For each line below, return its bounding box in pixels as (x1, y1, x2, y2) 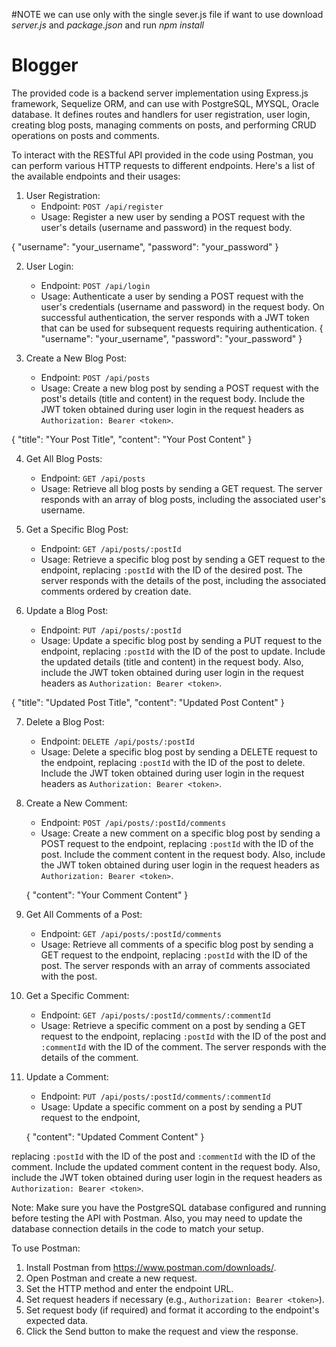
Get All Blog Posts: (25, 452, 103, 464)
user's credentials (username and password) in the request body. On (40, 300, 325, 313)
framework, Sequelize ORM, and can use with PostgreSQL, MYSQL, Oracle (11, 97, 319, 109)
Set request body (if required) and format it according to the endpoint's (25, 1304, 320, 1316)
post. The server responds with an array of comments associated (40, 959, 311, 971)
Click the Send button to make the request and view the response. (25, 1325, 299, 1337)
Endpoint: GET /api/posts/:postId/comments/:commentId (40, 1009, 271, 1021)
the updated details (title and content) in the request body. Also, (40, 655, 304, 668)
